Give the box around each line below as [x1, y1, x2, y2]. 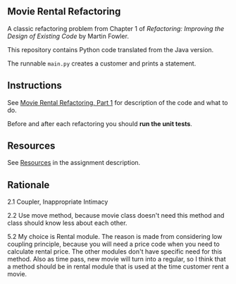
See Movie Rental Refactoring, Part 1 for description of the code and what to [7, 98, 228, 106]
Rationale [7, 179, 50, 191]
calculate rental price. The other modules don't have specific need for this [7, 247, 223, 256]
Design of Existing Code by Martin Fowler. [7, 32, 129, 40]
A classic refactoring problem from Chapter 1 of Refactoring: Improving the [7, 24, 225, 32]
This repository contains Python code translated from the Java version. [7, 45, 214, 54]
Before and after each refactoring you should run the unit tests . [7, 119, 192, 128]
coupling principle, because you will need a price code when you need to [7, 240, 220, 249]
